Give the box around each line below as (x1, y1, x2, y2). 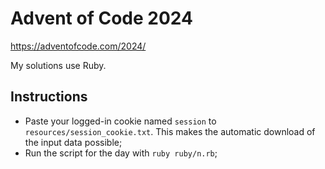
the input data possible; (24, 136, 123, 148)
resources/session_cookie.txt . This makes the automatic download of (24, 125, 316, 137)
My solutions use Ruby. (10, 59, 107, 71)
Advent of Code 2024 (10, 7, 193, 30)
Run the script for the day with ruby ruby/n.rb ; (24, 147, 218, 159)
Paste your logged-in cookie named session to (24, 115, 217, 127)
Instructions (10, 88, 88, 106)
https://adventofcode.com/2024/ (10, 40, 147, 52)
